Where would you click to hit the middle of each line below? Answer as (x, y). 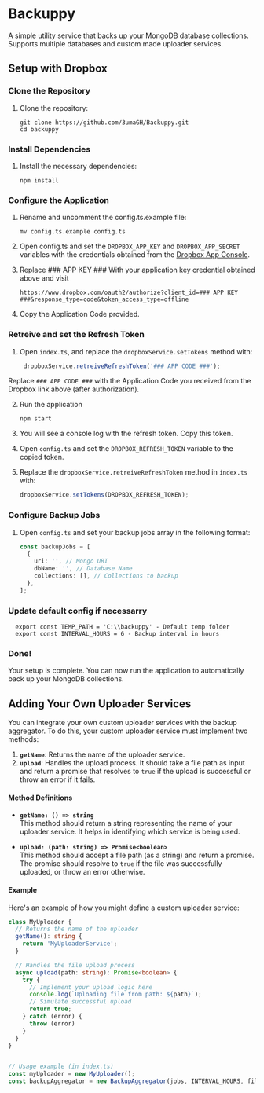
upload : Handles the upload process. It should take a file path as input (132, 763)
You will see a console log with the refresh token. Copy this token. (126, 434)
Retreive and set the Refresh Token (77, 335)
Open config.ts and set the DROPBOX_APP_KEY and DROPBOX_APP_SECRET (130, 246)
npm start (36, 419)
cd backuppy (39, 129)
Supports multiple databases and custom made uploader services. (116, 43)
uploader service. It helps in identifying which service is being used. (130, 832)
